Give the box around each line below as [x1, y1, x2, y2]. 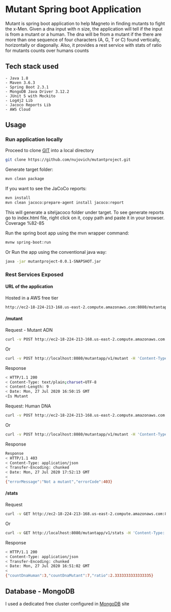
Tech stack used [5, 62, 59, 71]
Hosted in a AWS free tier [5, 295, 59, 301]
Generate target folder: [5, 166, 53, 172]
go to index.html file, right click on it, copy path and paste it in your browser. [5, 215, 165, 221]
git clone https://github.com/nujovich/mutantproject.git [5, 157, 131, 162]
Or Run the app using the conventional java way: [5, 249, 107, 255]
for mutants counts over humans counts [5, 47, 89, 53]
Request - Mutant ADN [5, 327, 53, 333]
